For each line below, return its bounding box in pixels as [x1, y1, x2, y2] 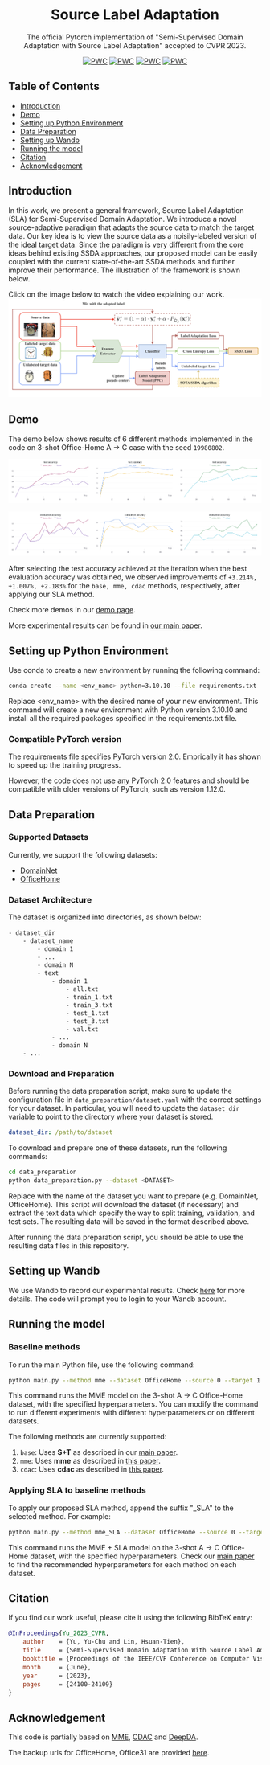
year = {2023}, [22, 1672, 92, 1680]
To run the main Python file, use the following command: [8, 1360, 195, 1370]
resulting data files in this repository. [8, 1241, 129, 1251]
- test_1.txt [65, 1009, 110, 1018]
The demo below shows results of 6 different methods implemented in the [8, 434, 253, 444]
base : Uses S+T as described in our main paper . [19, 1448, 178, 1457]
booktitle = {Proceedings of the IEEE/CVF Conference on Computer [22, 1655, 250, 1663]
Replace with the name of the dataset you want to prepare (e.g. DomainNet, [8, 1191, 259, 1201]
